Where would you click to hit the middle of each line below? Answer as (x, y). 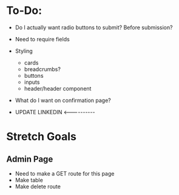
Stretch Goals (42, 137)
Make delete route (38, 186)
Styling (24, 51)
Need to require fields (42, 39)
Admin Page (30, 159)
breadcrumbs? (42, 69)
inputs (32, 82)
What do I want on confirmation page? (63, 100)
